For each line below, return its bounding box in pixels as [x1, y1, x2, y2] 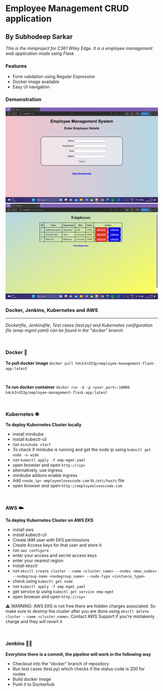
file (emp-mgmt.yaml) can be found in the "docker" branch [5, 328, 123, 333]
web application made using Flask [5, 50, 74, 56]
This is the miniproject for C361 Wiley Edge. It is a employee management [5, 46, 153, 51]
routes [12, 671, 26, 677]
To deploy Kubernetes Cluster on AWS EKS [5, 517, 94, 523]
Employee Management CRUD [5, 3, 129, 14]
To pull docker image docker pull [5, 360, 74, 366]
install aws [12, 527, 34, 533]
